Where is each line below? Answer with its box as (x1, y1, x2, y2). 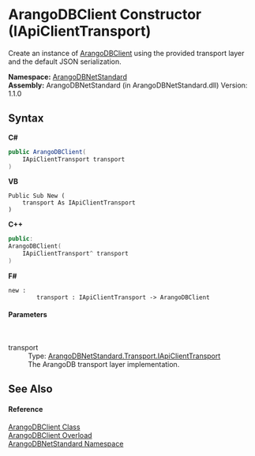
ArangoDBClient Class (8, 422, 81, 432)
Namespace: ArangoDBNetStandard (8, 72, 128, 81)
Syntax (8, 112, 44, 125)
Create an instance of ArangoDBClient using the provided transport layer (8, 48, 245, 58)
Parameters (8, 310, 47, 320)
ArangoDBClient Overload (8, 430, 92, 439)
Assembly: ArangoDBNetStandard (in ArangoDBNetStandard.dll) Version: (8, 80, 248, 90)
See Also (8, 383, 53, 396)
